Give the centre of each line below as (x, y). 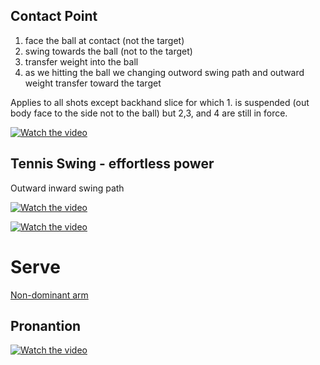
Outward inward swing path (67, 188)
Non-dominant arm (49, 295)
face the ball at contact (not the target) (104, 40)
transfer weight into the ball (81, 61)
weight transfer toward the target (93, 83)
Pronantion (46, 325)
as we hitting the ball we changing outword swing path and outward (164, 72)
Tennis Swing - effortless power (112, 164)
